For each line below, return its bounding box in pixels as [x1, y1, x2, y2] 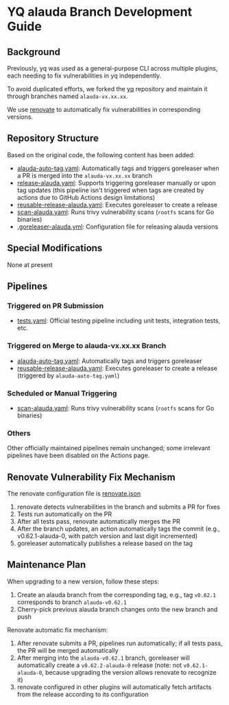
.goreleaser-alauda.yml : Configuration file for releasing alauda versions [16, 222, 219, 231]
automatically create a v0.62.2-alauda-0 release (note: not [16, 660, 182, 669]
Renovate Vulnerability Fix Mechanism [7, 471, 176, 483]
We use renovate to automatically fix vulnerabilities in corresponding [7, 106, 201, 113]
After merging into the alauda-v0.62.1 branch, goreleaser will [16, 654, 191, 662]
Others [7, 428, 31, 438]
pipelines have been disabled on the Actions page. [7, 451, 150, 460]
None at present [7, 260, 53, 268]
